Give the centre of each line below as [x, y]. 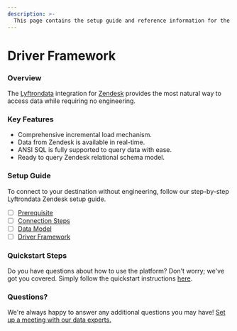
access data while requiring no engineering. [72, 101]
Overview [24, 77]
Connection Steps [44, 220]
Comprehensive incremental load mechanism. [85, 135]
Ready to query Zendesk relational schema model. [91, 158]
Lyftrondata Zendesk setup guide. [57, 199]
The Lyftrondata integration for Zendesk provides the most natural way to [115, 93]
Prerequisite [35, 212]
